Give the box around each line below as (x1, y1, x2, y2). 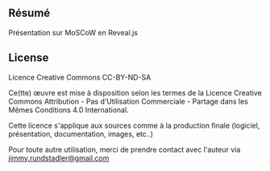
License (8, 51, 49, 65)
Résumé (8, 6, 51, 20)
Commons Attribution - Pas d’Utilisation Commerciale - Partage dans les (8, 96, 248, 106)
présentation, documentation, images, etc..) (8, 128, 154, 139)
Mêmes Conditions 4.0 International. (8, 104, 129, 115)
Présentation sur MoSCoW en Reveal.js (8, 27, 139, 37)
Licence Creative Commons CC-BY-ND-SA (8, 72, 152, 82)
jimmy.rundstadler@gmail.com (8, 153, 110, 163)
